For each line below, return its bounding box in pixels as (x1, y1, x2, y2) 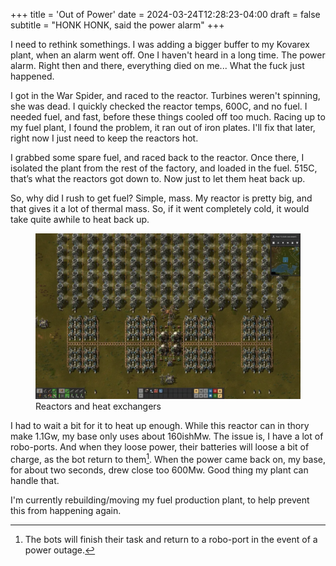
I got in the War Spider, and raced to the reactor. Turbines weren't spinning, (10, 90, 321, 101)
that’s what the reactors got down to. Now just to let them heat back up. (10, 173, 306, 184)
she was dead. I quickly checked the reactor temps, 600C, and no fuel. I (10, 100, 308, 112)
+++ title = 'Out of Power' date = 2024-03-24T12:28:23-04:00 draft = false (10, 9, 321, 20)
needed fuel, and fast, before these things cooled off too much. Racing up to (10, 111, 326, 123)
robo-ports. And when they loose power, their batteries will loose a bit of (10, 441, 310, 453)
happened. (10, 70, 55, 82)
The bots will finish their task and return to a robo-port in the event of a (24, 533, 318, 545)
